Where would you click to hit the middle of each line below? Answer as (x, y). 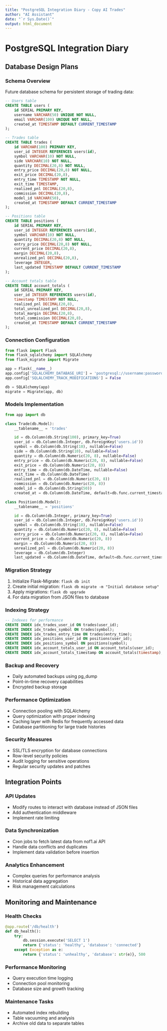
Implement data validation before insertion (56, 852)
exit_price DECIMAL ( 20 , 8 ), (42, 175)
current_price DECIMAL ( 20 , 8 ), (45, 249)
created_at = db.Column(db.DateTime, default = (63, 493)
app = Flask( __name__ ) (29, 369)
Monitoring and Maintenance (51, 902)
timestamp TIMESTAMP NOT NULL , (46, 300)
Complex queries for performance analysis (56, 876)
